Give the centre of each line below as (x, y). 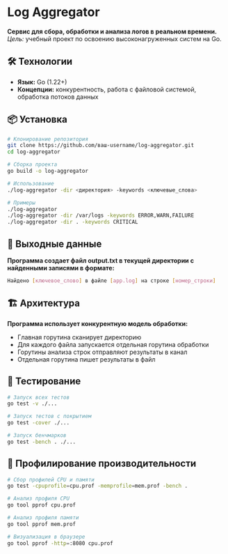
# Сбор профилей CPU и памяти (51, 479)
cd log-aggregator (34, 152)
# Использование (31, 183)
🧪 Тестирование (44, 382)
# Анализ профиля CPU (39, 499)
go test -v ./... (32, 404)
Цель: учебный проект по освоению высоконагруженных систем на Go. (115, 38)
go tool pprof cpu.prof (42, 505)
